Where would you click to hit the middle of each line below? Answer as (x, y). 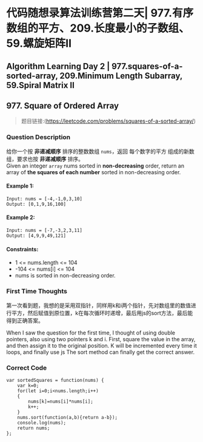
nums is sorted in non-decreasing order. (65, 276)
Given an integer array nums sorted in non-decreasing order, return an (95, 166)
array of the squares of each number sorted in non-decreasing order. (94, 172)
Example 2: (21, 217)
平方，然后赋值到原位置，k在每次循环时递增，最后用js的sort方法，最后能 (102, 313)
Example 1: (20, 186)
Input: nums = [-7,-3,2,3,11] (45, 231)
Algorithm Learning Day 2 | (58, 66)
